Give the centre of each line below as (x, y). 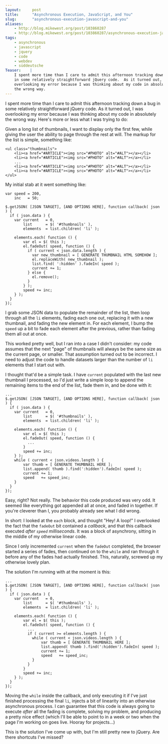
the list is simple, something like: (39, 140)
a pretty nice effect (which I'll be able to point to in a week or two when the (82, 716)
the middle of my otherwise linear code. (46, 536)
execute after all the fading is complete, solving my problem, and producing (83, 711)
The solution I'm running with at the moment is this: (58, 572)
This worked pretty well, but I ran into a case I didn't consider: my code (78, 343)
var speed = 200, (23, 193)
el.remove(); (45, 277)
